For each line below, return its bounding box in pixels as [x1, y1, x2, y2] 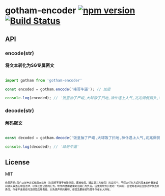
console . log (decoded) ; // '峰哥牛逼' [5, 144, 80, 149]
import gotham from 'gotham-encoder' [5, 78, 82, 83]
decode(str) [5, 107, 34, 114]
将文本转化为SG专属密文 [5, 62, 55, 68]
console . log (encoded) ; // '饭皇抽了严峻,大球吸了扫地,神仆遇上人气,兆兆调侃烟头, [5, 96, 159, 101]
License [5, 158, 30, 167]
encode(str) [5, 50, 34, 56]
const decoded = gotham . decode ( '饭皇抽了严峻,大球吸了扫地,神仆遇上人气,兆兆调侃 [5, 136, 161, 140]
